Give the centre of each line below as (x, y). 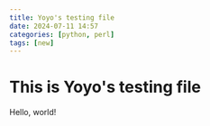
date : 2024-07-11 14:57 (54, 26)
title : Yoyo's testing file (62, 18)
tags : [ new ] (32, 43)
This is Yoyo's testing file (105, 87)
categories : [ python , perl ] (62, 34)
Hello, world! (33, 112)
